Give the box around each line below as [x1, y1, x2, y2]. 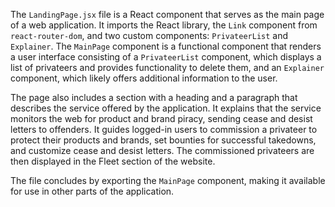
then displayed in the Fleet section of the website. [10, 155, 216, 167]
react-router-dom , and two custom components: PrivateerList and [10, 30, 289, 41]
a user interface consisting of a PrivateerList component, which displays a [10, 51, 322, 63]
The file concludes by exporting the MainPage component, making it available [10, 175, 326, 186]
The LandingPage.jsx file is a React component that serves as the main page [10, 9, 325, 20]
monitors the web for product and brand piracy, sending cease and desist [10, 113, 313, 124]
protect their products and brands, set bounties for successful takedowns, [10, 134, 317, 146]
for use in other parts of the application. [10, 185, 175, 197]
